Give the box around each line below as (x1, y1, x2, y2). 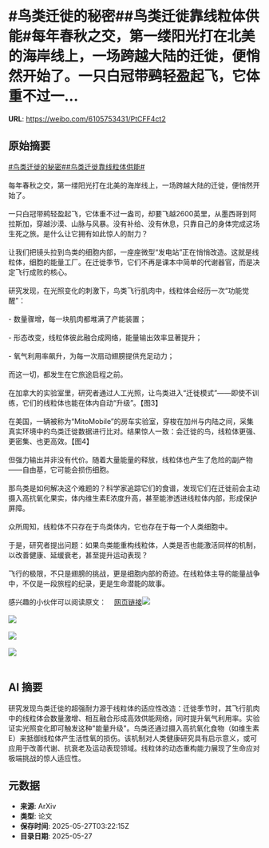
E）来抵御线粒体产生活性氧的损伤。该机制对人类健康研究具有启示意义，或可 (8, 733, 258, 743)
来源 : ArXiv (19, 802, 57, 811)
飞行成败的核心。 (14, 267, 72, 276)
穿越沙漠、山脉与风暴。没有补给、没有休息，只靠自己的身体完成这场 (35, 219, 260, 228)
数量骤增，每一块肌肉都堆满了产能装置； (13, 314, 147, 323)
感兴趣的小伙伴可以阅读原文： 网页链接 (8, 596, 142, 607)
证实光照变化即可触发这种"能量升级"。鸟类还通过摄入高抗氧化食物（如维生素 (8, 723, 260, 733)
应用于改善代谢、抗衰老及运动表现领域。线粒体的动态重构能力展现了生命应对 (8, 743, 260, 753)
